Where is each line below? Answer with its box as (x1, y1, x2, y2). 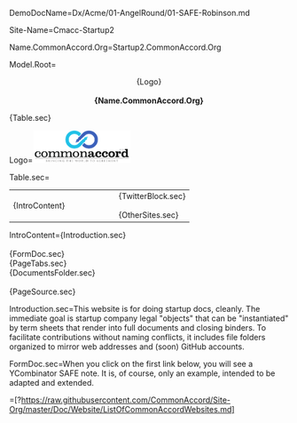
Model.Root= (9, 60, 57, 69)
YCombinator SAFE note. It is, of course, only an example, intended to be (9, 368, 276, 379)
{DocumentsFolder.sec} (9, 267, 96, 278)
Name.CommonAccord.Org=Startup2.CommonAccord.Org (9, 42, 222, 52)
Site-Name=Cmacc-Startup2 (9, 25, 115, 35)
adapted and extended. (9, 377, 95, 387)
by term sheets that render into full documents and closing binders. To (9, 322, 267, 332)
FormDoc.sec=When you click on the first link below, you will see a (9, 358, 254, 369)
